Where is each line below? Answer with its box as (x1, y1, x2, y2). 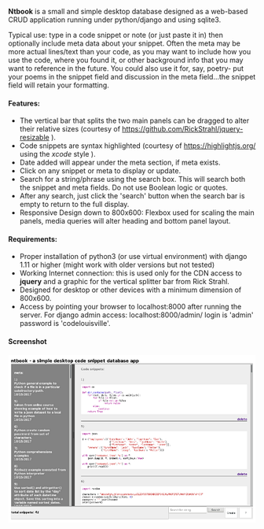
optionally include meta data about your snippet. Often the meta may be (8, 39, 241, 48)
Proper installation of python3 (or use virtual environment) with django (19, 252, 247, 261)
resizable (19, 133, 49, 142)
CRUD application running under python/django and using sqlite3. (8, 15, 222, 24)
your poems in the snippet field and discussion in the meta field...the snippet (8, 72, 256, 81)
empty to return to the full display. (19, 200, 130, 209)
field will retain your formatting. (8, 80, 110, 90)
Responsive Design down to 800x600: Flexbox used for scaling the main (19, 208, 255, 217)
